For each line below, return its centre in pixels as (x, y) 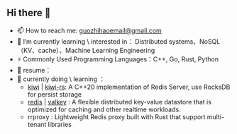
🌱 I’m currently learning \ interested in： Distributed (92, 41)
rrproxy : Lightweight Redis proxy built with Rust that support (116, 116)
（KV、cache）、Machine (54, 50)
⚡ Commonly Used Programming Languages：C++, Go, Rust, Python (118, 59)
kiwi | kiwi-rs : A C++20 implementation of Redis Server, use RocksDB (129, 87)
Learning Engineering (123, 50)
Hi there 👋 (29, 13)
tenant (37, 124)
